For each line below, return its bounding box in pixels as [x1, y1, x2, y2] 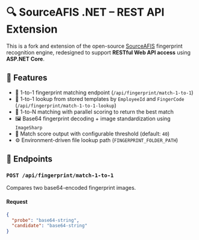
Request [6, 198, 28, 206]
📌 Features [6, 73, 48, 83]
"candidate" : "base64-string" [11, 222, 87, 229]
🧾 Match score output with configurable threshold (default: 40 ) [14, 130, 170, 137]
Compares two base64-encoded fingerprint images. [6, 184, 136, 192]
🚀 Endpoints [6, 154, 53, 164]
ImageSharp [14, 125, 43, 131]
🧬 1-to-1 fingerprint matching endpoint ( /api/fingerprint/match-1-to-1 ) [14, 89, 194, 96]
